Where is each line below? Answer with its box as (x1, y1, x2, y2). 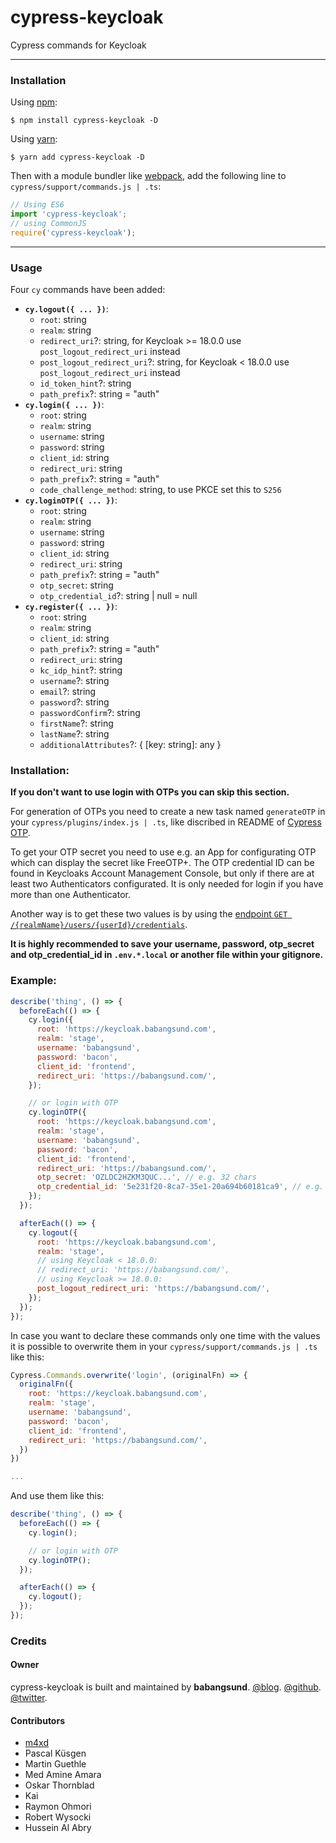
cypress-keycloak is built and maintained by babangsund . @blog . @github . (10, 1681, 322, 1693)
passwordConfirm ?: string (39, 707, 141, 719)
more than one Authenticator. (10, 889, 131, 901)
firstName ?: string (39, 717, 114, 730)
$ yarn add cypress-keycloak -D (10, 152, 145, 163)
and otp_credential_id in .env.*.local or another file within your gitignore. (10, 949, 324, 961)
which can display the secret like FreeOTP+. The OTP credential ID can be (10, 857, 315, 869)
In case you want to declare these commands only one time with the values (10, 1329, 321, 1341)
